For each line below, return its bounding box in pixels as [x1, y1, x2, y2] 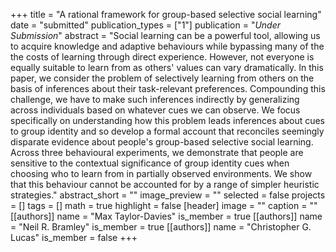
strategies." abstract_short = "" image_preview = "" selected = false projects [10, 189, 326, 201]
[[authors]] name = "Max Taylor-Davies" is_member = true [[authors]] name [10, 210, 323, 222]
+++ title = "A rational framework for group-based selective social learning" [10, 9, 322, 20]
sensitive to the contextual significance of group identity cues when [10, 157, 290, 169]
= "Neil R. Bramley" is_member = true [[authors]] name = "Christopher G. [10, 221, 312, 233]
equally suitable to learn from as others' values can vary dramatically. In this [10, 62, 324, 73]
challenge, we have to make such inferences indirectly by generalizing [10, 94, 300, 105]
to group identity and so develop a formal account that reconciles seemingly [10, 125, 325, 137]
